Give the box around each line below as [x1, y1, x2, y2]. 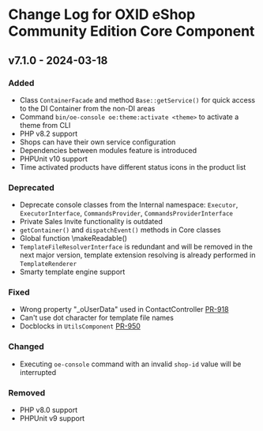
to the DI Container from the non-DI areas [19, 103, 156, 113]
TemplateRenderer [19, 260, 77, 268]
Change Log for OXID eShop [8, 6, 196, 24]
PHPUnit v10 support [19, 154, 88, 163]
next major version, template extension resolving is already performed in [19, 250, 256, 260]
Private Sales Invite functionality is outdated [19, 217, 163, 227]
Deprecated [8, 182, 55, 193]
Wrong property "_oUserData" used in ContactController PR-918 [19, 305, 229, 314]
